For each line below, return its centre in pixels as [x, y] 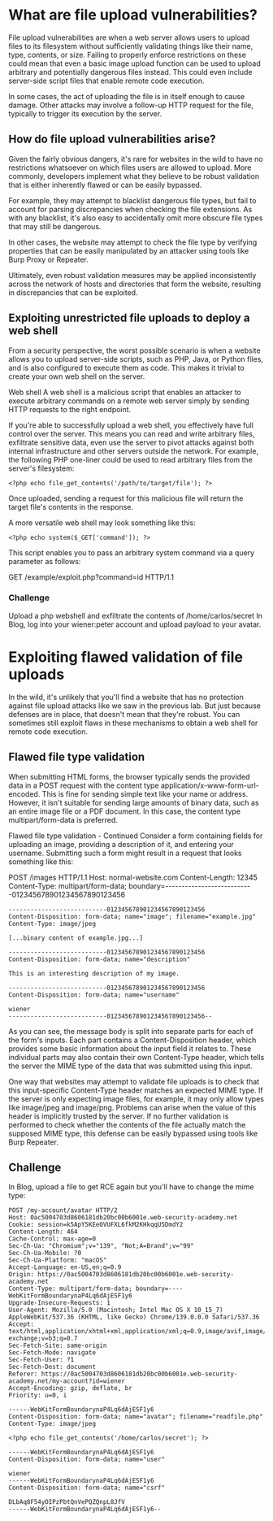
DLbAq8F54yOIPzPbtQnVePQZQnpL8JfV [67, 1502]
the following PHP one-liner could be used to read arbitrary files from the [131, 459]
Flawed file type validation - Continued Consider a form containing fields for [136, 836]
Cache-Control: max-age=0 [52, 1239]
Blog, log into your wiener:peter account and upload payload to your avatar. [135, 624]
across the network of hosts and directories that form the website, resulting [135, 284]
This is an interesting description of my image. [94, 973]
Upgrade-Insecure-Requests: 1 [60, 1303]
